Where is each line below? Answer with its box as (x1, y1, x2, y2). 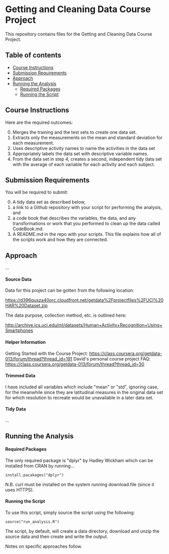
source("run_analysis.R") (5, 519, 59, 524)
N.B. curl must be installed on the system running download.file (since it (5, 481, 154, 487)
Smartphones (5, 327, 34, 334)
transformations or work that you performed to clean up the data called (12, 221, 160, 227)
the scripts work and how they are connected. (12, 236, 108, 243)
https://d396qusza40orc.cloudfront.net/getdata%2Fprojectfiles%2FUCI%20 (5, 297, 164, 304)
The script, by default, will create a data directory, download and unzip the (5, 528, 160, 534)
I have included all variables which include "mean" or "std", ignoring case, (5, 384, 158, 390)
